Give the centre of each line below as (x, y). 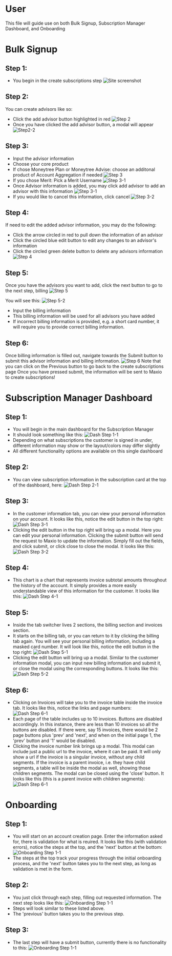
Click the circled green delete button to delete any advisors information (88, 251)
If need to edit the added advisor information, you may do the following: (81, 225)
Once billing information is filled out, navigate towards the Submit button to (84, 355)
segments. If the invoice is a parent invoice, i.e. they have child (79, 763)
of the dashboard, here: (38, 485)
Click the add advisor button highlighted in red (62, 119)
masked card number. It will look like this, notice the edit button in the (86, 647)
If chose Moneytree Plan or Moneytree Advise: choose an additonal (84, 169)
